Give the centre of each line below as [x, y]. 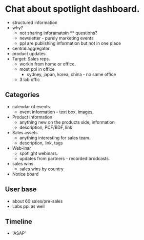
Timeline [19, 221]
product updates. [30, 53]
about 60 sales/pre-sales [37, 201]
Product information [32, 117]
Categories [22, 95]
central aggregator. [31, 48]
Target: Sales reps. [31, 59]
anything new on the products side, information [67, 122]
